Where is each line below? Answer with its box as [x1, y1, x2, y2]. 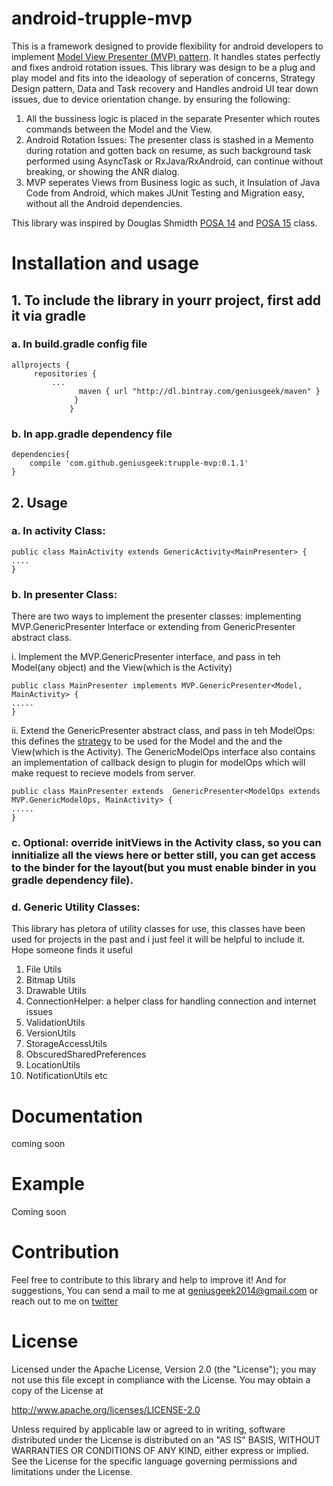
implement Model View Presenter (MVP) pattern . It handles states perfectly [11, 50, 321, 62]
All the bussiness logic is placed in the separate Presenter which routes [25, 112, 321, 124]
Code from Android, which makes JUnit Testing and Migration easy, [25, 187, 305, 199]
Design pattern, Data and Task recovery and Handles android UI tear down [11, 82, 319, 94]
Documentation [11, 1105, 144, 1127]
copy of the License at [11, 1385, 104, 1397]
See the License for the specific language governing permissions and [11, 1455, 298, 1467]
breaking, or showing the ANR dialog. [25, 165, 180, 177]
